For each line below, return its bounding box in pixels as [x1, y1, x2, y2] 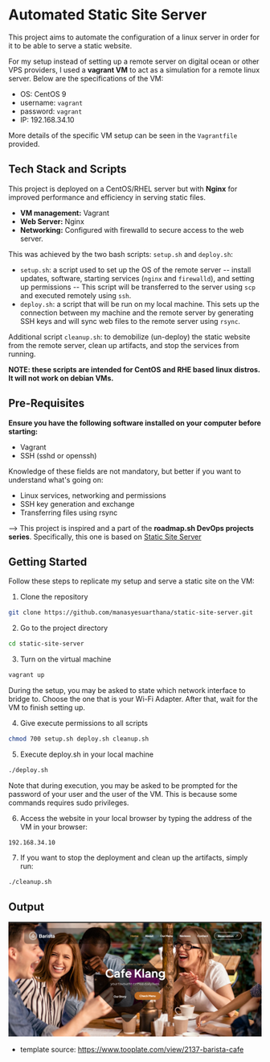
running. [8, 349, 36, 359]
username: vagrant [19, 97, 83, 107]
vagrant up [8, 671, 45, 679]
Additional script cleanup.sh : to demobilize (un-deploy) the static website [8, 332, 251, 342]
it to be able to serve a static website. [8, 40, 133, 50]
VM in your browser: [19, 822, 88, 832]
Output [8, 900, 44, 914]
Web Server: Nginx [19, 216, 84, 226]
